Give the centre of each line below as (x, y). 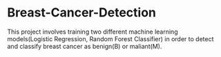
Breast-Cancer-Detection (82, 13)
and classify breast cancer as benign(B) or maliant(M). (85, 46)
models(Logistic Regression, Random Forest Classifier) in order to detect (110, 38)
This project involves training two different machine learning (93, 32)
